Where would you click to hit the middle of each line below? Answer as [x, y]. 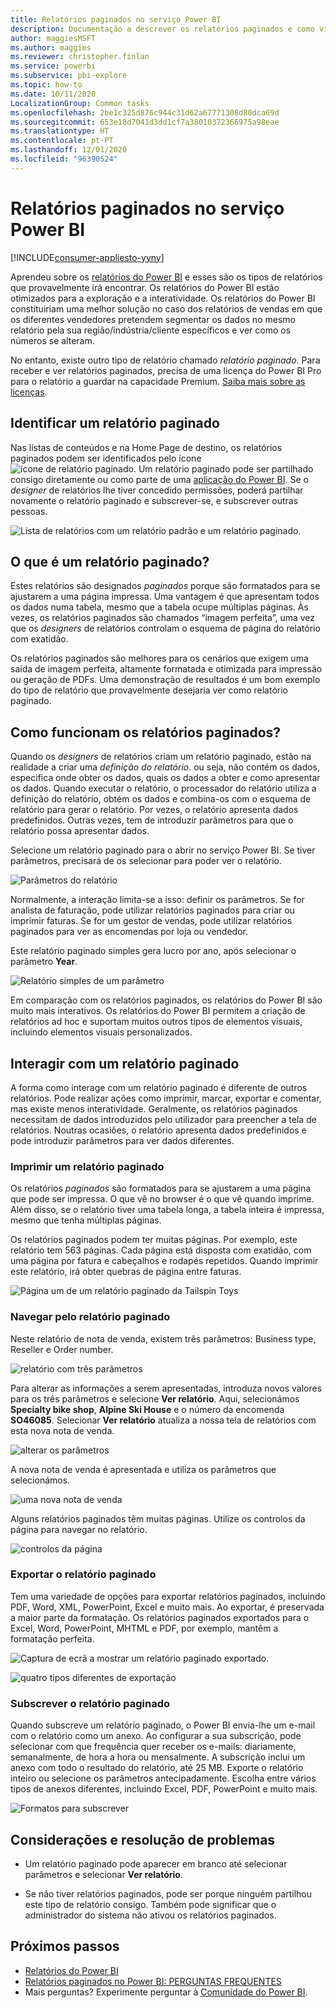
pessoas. [29, 511]
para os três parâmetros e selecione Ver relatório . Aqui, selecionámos [155, 1398]
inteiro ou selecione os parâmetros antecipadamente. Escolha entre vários [163, 1778]
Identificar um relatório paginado [115, 423]
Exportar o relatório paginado [83, 1574]
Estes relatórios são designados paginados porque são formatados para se [165, 586]
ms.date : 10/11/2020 [53, 94]
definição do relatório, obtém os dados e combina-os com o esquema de [161, 799]
